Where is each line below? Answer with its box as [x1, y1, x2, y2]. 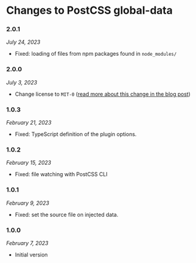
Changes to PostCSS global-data [6, 4, 173, 17]
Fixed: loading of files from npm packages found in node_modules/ [14, 50, 177, 58]
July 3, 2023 [6, 78, 38, 86]
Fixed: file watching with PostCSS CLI [14, 171, 108, 178]
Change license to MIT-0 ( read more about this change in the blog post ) [14, 90, 191, 98]
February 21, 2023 [6, 119, 52, 126]
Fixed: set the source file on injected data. [14, 211, 118, 218]
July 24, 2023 [6, 38, 41, 46]
